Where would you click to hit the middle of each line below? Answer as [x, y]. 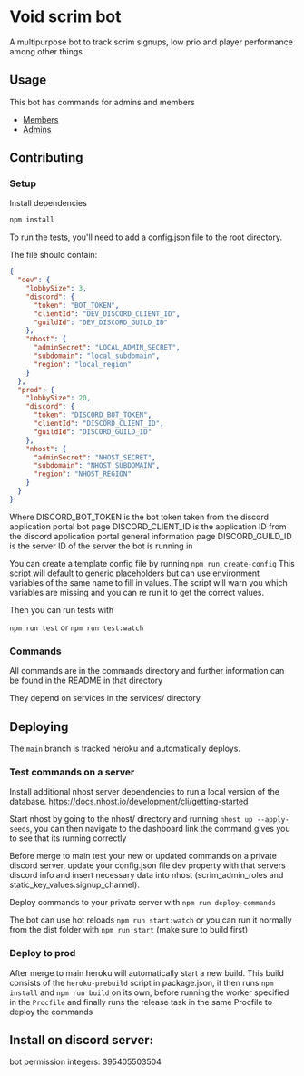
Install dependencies [49, 203]
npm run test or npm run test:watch [77, 627]
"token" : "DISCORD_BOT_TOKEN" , [93, 415]
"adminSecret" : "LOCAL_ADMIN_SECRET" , [107, 348]
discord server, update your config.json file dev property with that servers [147, 865]
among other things [46, 51]
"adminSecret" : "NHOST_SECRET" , [94, 457]
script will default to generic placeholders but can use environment [135, 573]
